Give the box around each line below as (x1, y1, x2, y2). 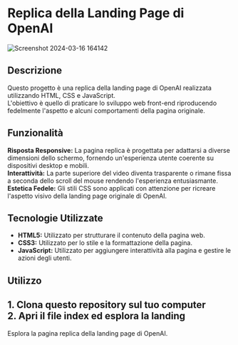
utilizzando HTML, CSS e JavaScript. (7, 91, 116, 99)
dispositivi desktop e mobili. (7, 161, 89, 169)
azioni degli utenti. (17, 254, 72, 262)
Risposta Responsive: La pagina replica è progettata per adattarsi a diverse (7, 146, 230, 154)
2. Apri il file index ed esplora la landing (7, 310, 186, 322)
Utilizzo (7, 274, 42, 286)
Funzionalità (7, 127, 63, 139)
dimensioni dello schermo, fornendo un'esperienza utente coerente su (7, 154, 214, 162)
